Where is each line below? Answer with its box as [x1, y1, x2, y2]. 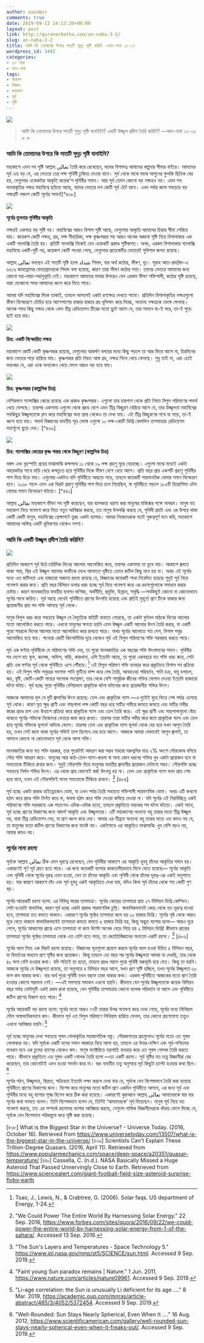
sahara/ [15, 1231, 35, 1239]
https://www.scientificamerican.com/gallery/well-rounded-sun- [30, 1317, 189, 1324]
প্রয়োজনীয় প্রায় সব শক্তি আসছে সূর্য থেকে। [6, 602, 78, 609]
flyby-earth [6, 1176, 35, 1183]
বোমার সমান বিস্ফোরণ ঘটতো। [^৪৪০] [6, 487, 73, 494]
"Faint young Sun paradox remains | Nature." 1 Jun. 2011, [15, 1268, 157, 1275]
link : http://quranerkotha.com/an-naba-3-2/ [6, 32, 121, 38]
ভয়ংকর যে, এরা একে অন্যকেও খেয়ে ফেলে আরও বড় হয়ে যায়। [6, 361, 114, 368]
